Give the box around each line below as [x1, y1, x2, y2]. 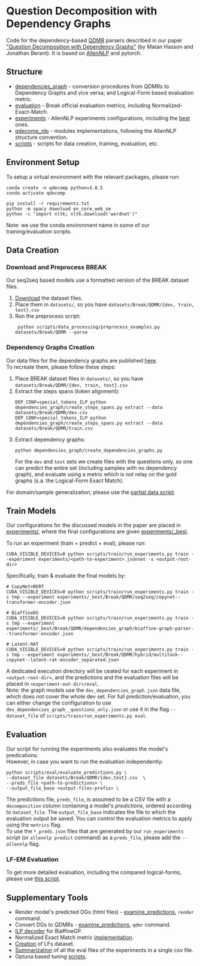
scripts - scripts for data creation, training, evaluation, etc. [14, 139, 159, 147]
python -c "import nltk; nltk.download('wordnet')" [6, 211, 138, 217]
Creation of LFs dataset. [14, 940, 75, 947]
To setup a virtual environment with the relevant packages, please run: [6, 173, 180, 180]
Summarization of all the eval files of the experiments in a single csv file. [14, 947, 193, 954]
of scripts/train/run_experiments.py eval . [40, 712, 148, 719]
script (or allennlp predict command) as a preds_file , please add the [6, 834, 181, 842]
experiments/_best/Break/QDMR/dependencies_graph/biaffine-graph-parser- [6, 625, 195, 632]
